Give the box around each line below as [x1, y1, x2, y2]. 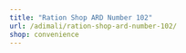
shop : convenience [9, 30, 79, 39]
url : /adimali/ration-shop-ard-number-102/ [9, 22, 178, 31]
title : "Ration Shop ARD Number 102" [9, 13, 153, 22]
